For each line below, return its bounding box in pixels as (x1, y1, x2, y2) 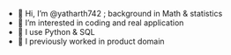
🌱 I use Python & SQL (17, 27, 95, 37)
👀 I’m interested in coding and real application (17, 17, 184, 28)
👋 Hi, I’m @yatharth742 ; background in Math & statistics (17, 9, 223, 18)
